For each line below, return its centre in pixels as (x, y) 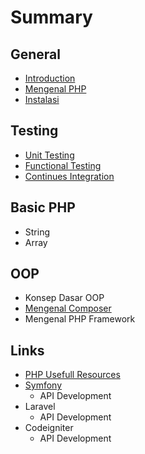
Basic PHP (43, 207)
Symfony (43, 385)
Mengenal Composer (68, 308)
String (37, 232)
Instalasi (42, 99)
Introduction (50, 78)
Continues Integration (69, 176)
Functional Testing (63, 165)
